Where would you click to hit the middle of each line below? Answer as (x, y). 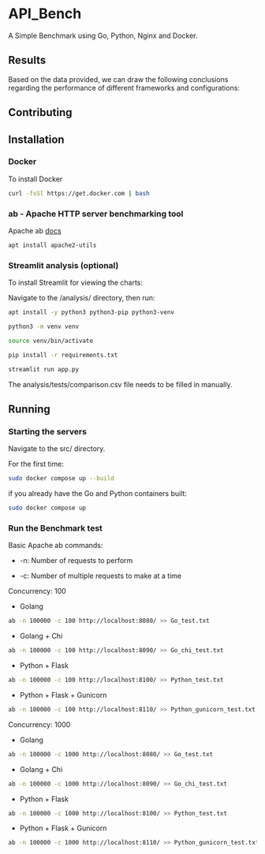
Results (27, 60)
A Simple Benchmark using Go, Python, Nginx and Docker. (103, 35)
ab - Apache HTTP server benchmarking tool (96, 214)
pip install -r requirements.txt (63, 355)
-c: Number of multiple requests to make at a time (101, 576)
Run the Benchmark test (55, 528)
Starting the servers (47, 431)
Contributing (40, 112)
